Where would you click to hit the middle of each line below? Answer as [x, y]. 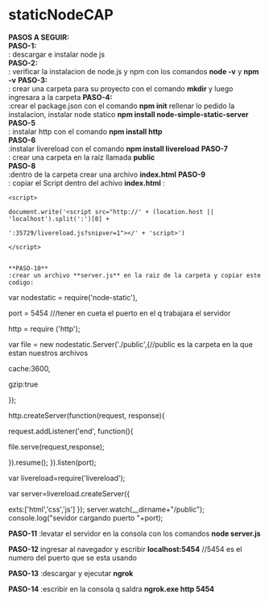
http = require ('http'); [44, 328]
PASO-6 [22, 140]
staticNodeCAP [61, 15]
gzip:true [23, 384]
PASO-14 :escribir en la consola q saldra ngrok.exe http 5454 [112, 589]
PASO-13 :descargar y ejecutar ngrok [71, 573]
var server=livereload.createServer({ [69, 493]
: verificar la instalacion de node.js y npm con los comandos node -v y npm [134, 71]
